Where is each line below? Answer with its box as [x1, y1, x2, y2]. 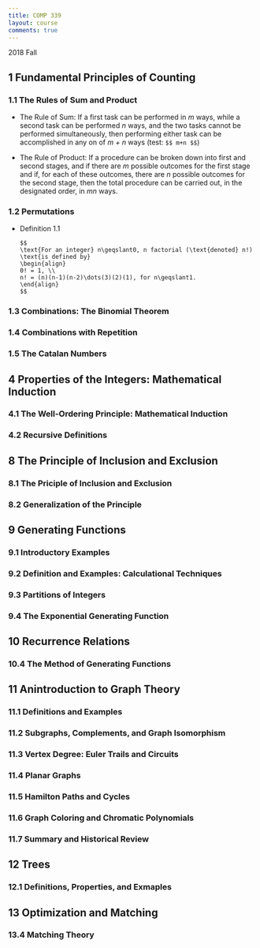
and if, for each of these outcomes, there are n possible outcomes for [19, 170, 246, 179]
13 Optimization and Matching [8, 905, 158, 920]
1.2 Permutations [8, 206, 75, 217]
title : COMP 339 [8, 11, 61, 20]
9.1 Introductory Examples [8, 546, 110, 557]
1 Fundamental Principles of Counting [8, 70, 196, 84]
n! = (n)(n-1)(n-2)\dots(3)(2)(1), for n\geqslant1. [19, 274, 197, 282]
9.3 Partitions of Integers [8, 589, 106, 600]
